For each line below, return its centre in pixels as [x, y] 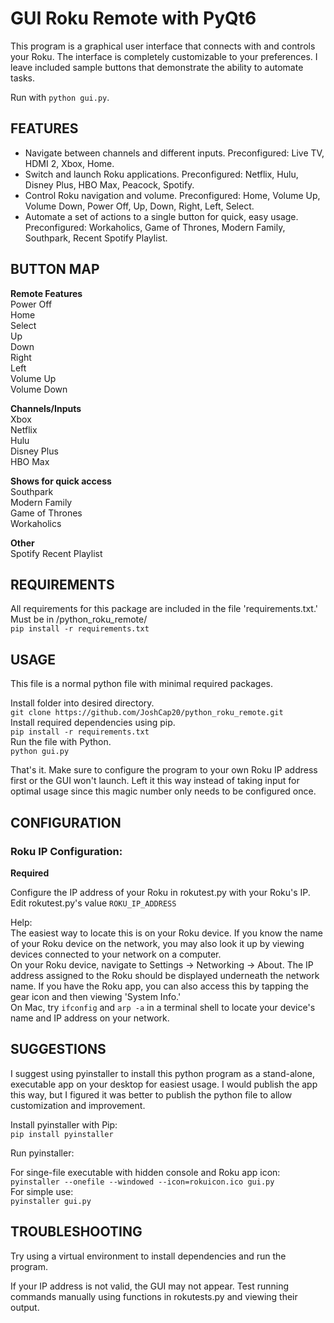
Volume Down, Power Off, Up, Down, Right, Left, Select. [139, 206]
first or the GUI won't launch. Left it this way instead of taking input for [155, 781]
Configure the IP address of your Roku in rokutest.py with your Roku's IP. [160, 892]
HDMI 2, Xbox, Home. [69, 163]
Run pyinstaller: [42, 1153]
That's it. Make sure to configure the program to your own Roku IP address [164, 770]
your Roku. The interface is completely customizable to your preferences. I [164, 56]
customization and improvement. [78, 1105]
